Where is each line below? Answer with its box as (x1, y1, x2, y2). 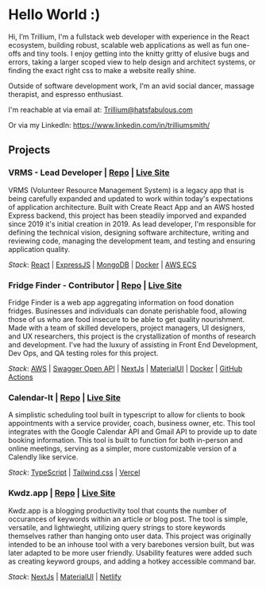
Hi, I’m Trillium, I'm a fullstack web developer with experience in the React (8, 32, 250, 41)
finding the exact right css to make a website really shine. (8, 65, 197, 75)
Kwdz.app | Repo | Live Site (8, 487, 116, 498)
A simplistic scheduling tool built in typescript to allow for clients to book (8, 410, 245, 420)
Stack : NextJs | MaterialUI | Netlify (8, 572, 121, 581)
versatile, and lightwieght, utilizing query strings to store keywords (8, 522, 226, 532)
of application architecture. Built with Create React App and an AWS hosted (8, 202, 255, 211)
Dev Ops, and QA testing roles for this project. (8, 348, 159, 358)
